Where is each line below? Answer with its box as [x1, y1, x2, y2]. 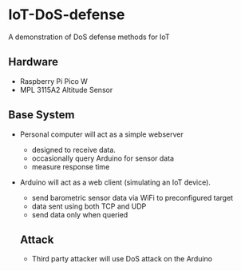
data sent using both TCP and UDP [31, 201, 147, 211]
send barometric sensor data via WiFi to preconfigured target [31, 193, 234, 202]
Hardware [8, 55, 58, 69]
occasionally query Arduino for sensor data [31, 153, 174, 163]
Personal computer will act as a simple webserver [19, 130, 184, 139]
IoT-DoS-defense [8, 6, 125, 24]
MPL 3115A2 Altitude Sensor [19, 85, 113, 94]
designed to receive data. [31, 145, 116, 154]
